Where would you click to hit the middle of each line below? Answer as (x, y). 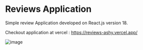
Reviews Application (48, 9)
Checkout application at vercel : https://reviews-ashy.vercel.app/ (71, 32)
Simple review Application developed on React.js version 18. (67, 23)
